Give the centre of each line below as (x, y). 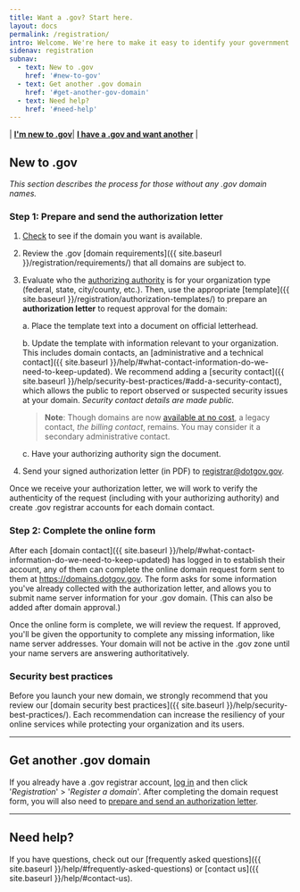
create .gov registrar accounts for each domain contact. (112, 508)
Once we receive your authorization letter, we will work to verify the (133, 489)
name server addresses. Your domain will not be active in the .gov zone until (150, 644)
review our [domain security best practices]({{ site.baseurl (117, 705)
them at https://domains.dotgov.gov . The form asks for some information (143, 578)
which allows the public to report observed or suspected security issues (155, 391)
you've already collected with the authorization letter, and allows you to (140, 588)
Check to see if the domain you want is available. (112, 236)
